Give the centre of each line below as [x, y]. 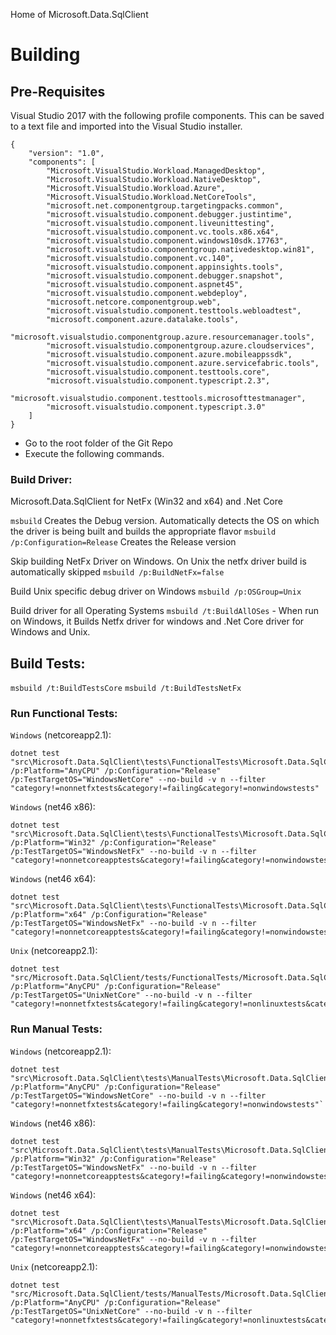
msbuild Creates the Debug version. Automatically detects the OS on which [165, 521]
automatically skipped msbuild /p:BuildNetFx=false [117, 572]
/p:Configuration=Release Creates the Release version [123, 542]
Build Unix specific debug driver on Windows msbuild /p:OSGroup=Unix [156, 591]
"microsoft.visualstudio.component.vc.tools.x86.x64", [163, 232]
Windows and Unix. [50, 632]
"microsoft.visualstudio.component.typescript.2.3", [158, 381]
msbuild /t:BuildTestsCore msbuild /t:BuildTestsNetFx [126, 689]
